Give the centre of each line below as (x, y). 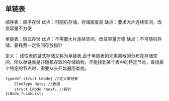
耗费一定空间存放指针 (40, 45)
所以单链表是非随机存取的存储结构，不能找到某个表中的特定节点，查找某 (89, 62)
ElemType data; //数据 (37, 84)
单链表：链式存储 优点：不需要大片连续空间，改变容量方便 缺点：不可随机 (81, 38)
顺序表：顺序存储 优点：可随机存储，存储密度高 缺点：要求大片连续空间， (81, 22)
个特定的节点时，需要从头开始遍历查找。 (47, 68)
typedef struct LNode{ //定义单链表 (42, 78)
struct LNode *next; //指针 (43, 89)
